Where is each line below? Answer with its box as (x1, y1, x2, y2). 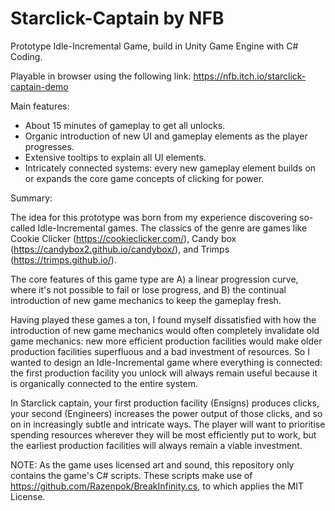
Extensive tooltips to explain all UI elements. (24, 151, 207, 163)
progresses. (24, 140, 75, 152)
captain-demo (10, 80, 69, 92)
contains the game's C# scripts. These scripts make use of (10, 469, 253, 481)
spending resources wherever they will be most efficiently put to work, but (10, 428, 317, 441)
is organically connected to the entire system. (10, 377, 198, 389)
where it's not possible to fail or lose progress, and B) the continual (10, 283, 287, 296)
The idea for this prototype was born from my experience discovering (10, 211, 298, 223)
